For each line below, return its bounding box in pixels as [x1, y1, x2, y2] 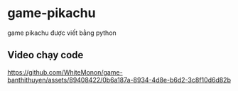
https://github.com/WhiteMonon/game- [7, 68, 123, 76]
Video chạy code [7, 49, 84, 61]
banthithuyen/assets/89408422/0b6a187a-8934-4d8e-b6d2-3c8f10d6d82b [7, 75, 231, 84]
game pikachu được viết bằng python [7, 28, 117, 37]
